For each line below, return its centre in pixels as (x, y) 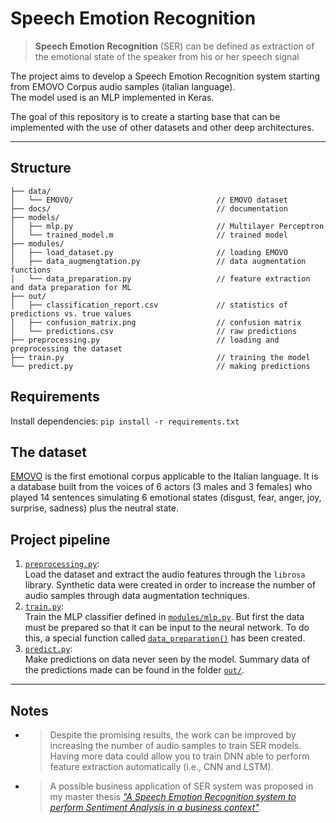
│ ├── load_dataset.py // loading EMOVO (149, 252)
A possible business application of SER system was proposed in (181, 786)
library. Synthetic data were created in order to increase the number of (170, 585)
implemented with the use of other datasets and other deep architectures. (162, 127)
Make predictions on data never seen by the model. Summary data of (167, 659)
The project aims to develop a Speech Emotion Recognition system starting (165, 76)
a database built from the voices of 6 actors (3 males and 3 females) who (161, 487)
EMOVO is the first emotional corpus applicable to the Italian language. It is (164, 476)
